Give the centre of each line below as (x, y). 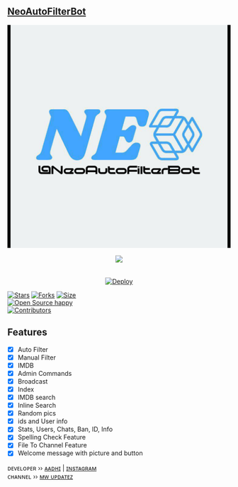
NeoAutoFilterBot (47, 12)
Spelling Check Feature (52, 437)
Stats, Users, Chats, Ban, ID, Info (65, 429)
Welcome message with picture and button (80, 453)
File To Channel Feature (52, 445)
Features (27, 332)
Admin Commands (45, 373)
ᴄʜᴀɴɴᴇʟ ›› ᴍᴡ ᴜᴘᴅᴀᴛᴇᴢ (40, 476)
